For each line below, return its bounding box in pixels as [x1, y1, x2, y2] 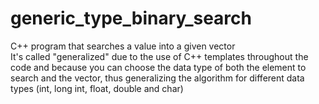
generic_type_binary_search [10, 7, 252, 30]
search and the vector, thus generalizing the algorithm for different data [10, 72, 305, 84]
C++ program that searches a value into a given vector [10, 40, 236, 52]
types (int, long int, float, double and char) [10, 82, 184, 94]
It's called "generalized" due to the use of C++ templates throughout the [10, 50, 309, 62]
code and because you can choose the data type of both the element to [10, 61, 307, 73]
